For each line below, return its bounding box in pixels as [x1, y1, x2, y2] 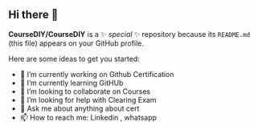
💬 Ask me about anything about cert [19, 104, 140, 113]
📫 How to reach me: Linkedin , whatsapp [19, 112, 158, 122]
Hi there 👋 [8, 8, 59, 22]
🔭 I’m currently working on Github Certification [19, 69, 174, 79]
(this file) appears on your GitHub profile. [8, 38, 145, 48]
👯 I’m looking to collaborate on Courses [19, 86, 151, 96]
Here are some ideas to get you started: [8, 54, 141, 63]
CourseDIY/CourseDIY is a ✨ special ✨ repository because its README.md [8, 29, 251, 39]
